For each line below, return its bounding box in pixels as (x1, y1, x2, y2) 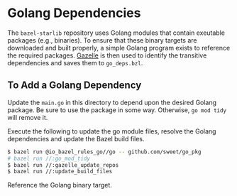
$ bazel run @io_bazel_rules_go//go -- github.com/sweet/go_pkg (7, 148, 202, 156)
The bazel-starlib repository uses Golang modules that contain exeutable (7, 28, 226, 37)
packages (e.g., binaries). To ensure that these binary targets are (7, 36, 197, 44)
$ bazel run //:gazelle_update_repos (7, 161, 119, 168)
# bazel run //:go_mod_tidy (7, 155, 91, 162)
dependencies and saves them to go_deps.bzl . (7, 58, 143, 67)
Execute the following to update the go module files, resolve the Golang (7, 126, 216, 136)
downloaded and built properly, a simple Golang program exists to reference (7, 43, 231, 52)
